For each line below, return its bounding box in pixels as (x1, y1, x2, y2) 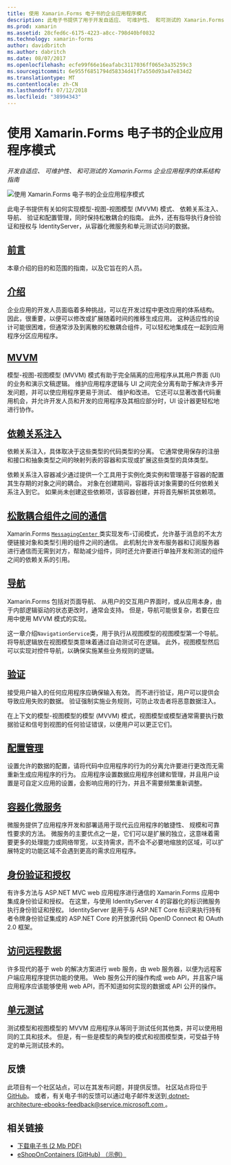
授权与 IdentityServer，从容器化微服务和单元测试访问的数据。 (19, 222, 194, 230)
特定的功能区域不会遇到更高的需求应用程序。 (12, 847, 140, 855)
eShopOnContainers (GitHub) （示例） (16, 1151, 126, 1159)
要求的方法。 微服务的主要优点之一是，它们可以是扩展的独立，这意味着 (12, 830, 214, 838)
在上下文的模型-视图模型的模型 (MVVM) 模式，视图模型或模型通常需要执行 (7, 712, 218, 720)
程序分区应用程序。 (7, 331, 62, 340)
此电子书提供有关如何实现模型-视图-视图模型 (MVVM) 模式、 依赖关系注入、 (7, 204, 222, 213)
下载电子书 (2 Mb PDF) (16, 1142, 82, 1150)
